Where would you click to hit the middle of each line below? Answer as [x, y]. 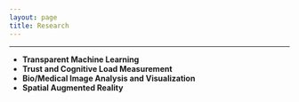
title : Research [39, 26]
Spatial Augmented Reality [73, 87]
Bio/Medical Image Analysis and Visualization [109, 78]
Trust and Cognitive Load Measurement [97, 68]
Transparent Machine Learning [81, 59]
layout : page [33, 17]
